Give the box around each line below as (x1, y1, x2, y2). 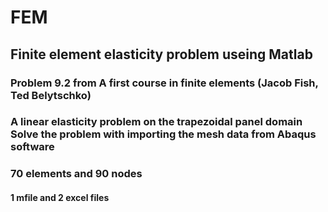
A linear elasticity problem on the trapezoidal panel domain (10, 115, 303, 129)
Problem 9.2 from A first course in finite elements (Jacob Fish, (10, 76, 319, 90)
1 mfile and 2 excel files (10, 191, 110, 203)
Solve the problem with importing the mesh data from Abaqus (10, 127, 317, 141)
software (10, 140, 55, 154)
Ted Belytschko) (10, 88, 92, 102)
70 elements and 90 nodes (10, 167, 143, 181)
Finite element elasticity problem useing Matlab (10, 46, 313, 63)
